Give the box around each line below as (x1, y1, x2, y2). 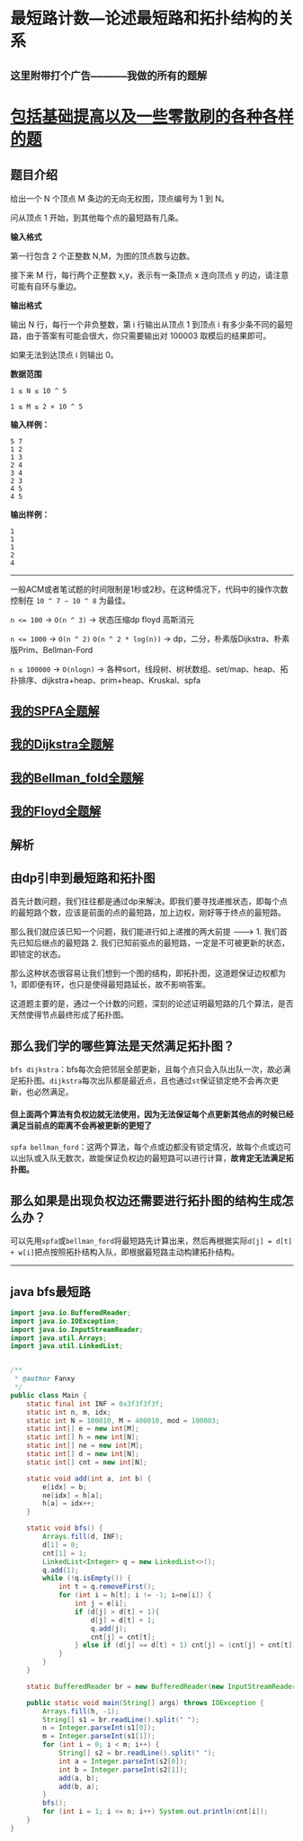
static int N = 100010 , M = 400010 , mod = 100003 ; (26, 1416, 220, 1425)
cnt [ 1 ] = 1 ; (42, 1549, 88, 1558)
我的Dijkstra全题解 (10, 737, 114, 752)
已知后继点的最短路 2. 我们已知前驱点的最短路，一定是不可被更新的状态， (17, 937, 290, 949)
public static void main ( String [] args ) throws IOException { (26, 1698, 264, 1707)
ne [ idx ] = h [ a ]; (42, 1490, 103, 1500)
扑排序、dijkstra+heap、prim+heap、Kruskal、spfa (10, 675, 201, 685)
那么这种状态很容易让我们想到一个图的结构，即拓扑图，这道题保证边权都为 (10, 968, 286, 979)
